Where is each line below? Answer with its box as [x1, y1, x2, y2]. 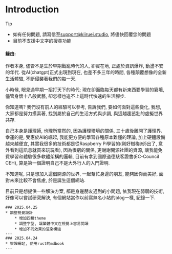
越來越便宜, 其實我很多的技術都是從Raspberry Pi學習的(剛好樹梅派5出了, [5, 140, 158, 147]
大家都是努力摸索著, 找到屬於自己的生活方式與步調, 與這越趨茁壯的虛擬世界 [5, 111, 163, 117]
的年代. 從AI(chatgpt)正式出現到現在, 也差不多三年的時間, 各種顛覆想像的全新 [5, 69, 167, 76]
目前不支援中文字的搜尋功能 [12, 38, 72, 44]
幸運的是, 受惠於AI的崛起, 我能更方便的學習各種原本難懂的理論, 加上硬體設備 [5, 134, 165, 140]
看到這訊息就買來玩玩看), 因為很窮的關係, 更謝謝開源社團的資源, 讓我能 [9, 147, 159, 153]
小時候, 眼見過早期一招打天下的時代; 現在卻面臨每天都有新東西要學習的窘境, [5, 86, 165, 93]
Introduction [5, 4, 59, 15]
